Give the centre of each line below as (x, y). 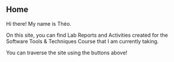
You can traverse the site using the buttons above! (67, 53)
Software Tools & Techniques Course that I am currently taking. (83, 41)
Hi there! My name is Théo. (39, 23)
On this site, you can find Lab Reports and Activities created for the (87, 35)
